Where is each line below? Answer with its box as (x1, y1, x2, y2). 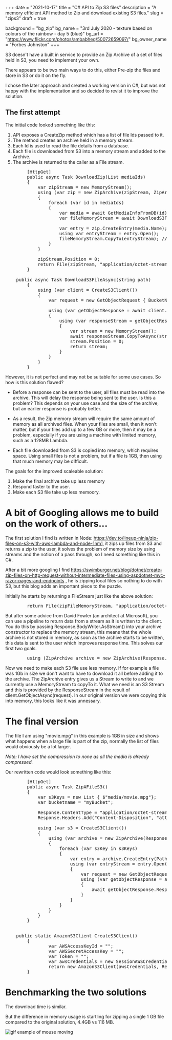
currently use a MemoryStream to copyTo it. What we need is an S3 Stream (5, 681, 164, 687)
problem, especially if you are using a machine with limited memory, (12, 431, 156, 438)
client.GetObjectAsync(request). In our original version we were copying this (5, 692, 166, 698)
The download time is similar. (5, 1004, 67, 1010)
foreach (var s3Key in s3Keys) (59, 845, 138, 852)
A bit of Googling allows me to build (5, 507, 159, 518)
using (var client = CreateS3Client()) (37, 287, 138, 293)
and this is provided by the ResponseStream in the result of (5, 687, 131, 693)
